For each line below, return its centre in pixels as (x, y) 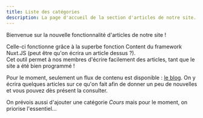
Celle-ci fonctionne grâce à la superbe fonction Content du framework (94, 47)
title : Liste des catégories (43, 12)
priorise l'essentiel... (32, 108)
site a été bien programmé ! (41, 66)
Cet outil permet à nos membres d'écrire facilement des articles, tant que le (101, 59)
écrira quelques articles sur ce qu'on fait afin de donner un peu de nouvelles (102, 84)
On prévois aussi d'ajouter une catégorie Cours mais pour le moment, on (97, 102)
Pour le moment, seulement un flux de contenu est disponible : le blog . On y (101, 77)
